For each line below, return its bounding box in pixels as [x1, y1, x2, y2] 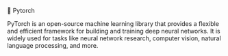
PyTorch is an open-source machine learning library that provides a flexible [7, 20, 219, 27]
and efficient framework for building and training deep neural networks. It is [7, 27, 220, 35]
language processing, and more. [7, 42, 99, 49]
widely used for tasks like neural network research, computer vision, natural [7, 34, 221, 42]
